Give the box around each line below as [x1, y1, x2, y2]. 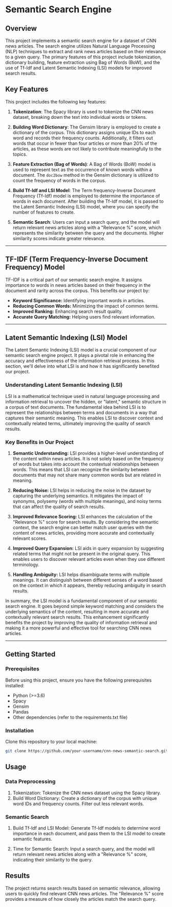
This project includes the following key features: [5, 98, 106, 104]
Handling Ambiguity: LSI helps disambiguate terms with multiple [12, 572, 150, 578]
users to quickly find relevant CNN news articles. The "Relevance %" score [5, 890, 164, 897]
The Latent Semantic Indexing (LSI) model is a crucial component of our [5, 347, 157, 353]
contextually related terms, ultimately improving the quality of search [5, 420, 150, 426]
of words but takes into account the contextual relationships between [12, 461, 159, 467]
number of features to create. [12, 209, 75, 215]
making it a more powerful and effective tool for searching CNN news [5, 625, 152, 631]
